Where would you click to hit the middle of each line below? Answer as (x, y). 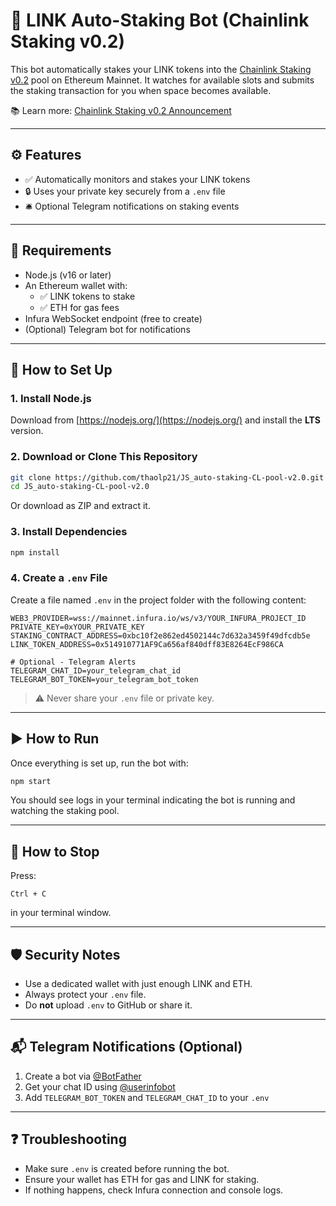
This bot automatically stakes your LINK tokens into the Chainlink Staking (161, 69)
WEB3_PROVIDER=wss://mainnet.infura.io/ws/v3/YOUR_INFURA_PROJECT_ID (158, 618)
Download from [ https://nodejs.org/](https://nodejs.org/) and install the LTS (166, 420)
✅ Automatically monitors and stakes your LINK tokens (137, 179)
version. (27, 431)
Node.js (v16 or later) (68, 275)
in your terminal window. (61, 913)
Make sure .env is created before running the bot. (127, 1168)
